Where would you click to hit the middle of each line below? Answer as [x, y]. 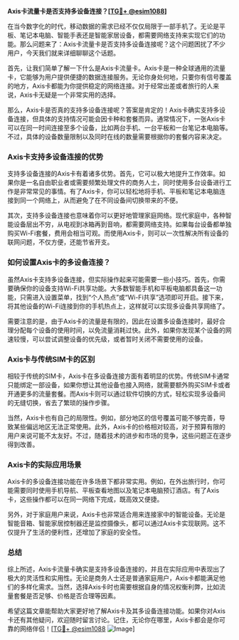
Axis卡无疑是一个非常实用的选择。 [70, 95]
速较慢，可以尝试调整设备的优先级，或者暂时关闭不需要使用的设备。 [107, 339]
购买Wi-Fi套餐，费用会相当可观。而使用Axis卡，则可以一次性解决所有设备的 [118, 234]
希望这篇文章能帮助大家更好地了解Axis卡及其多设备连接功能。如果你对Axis [117, 611]
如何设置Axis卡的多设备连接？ [59, 263]
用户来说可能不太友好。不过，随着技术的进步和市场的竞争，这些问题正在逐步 [119, 435]
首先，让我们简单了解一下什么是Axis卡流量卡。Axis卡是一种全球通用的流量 [117, 68]
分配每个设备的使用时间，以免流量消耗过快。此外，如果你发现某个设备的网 [122, 330]
